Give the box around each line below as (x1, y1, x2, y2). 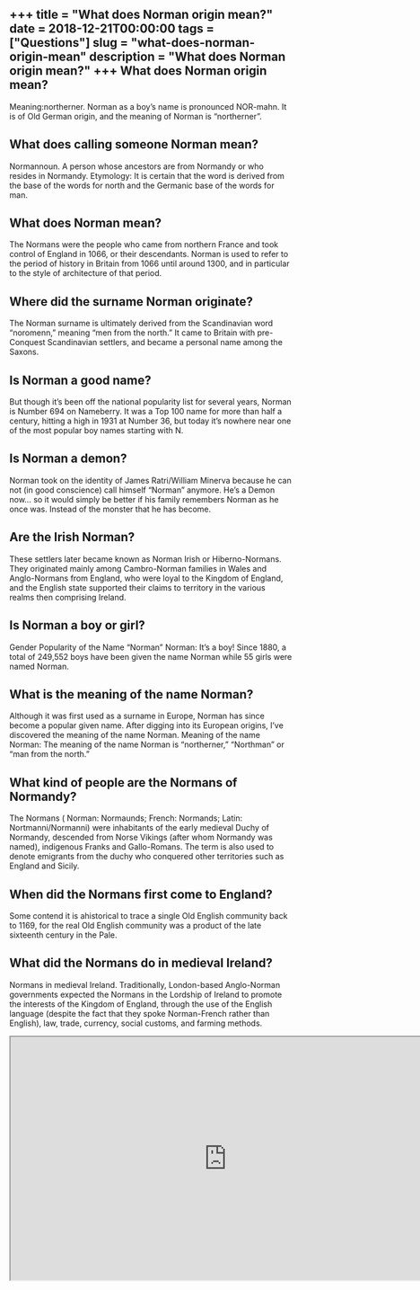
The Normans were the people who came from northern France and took (9, 239, 279, 250)
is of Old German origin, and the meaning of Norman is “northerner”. (9, 111, 262, 121)
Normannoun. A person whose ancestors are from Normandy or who (9, 161, 265, 172)
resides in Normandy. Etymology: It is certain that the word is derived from (9, 170, 285, 181)
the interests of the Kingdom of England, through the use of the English (9, 998, 273, 1010)
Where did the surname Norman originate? (9, 294, 253, 309)
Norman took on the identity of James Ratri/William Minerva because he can (9, 475, 292, 485)
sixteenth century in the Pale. (9, 930, 118, 940)
